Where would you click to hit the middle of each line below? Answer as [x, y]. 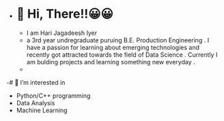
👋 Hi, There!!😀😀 [65, 14]
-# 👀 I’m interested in [36, 82]
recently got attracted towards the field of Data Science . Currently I [122, 55]
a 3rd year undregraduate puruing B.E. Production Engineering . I [118, 40]
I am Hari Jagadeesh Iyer [62, 33]
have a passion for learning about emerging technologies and [113, 47]
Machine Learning [42, 110]
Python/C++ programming [53, 96]
